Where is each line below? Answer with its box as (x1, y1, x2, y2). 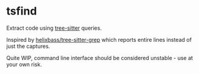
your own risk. (6, 61, 43, 68)
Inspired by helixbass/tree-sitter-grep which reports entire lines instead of (6, 36, 192, 43)
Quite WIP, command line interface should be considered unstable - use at (6, 54, 194, 61)
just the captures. (6, 42, 51, 50)
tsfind (6, 4, 37, 18)
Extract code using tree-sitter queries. (6, 24, 102, 32)
